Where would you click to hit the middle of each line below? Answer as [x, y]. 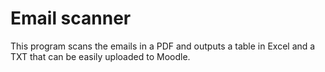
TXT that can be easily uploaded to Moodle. [100, 56]
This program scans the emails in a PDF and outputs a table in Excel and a [163, 46]
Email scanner [71, 18]
